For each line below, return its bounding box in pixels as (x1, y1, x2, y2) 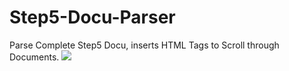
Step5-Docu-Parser (9, 6, 176, 29)
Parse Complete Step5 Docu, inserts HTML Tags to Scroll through (9, 39, 280, 51)
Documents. (9, 51, 60, 63)
